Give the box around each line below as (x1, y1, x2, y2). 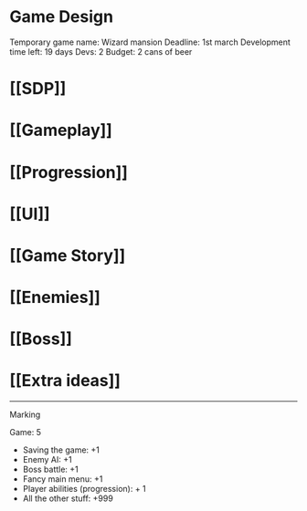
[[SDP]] (9, 78, 67, 99)
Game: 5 (9, 427, 42, 438)
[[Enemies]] (9, 287, 101, 308)
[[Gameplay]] (9, 120, 112, 141)
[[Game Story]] (9, 245, 126, 266)
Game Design (9, 6, 114, 27)
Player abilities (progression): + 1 (22, 484, 146, 495)
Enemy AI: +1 (22, 454, 72, 465)
